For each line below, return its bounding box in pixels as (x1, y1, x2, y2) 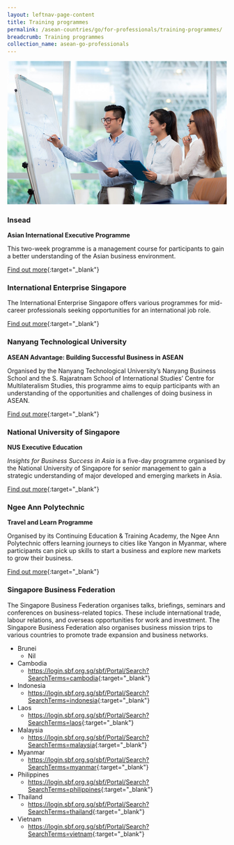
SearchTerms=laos (27, 718, 82, 726)
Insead (7, 215, 31, 225)
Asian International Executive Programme (7, 231, 130, 240)
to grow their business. (7, 554, 73, 562)
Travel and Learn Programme (7, 518, 93, 527)
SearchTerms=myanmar (27, 763, 97, 771)
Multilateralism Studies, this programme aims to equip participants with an (7, 381, 220, 390)
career (7, 306, 26, 314)
